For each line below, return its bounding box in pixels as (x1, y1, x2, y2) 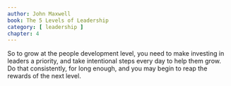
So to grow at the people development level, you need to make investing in (7, 49, 225, 58)
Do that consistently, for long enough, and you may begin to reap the (7, 64, 208, 73)
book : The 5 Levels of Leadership (7, 17, 109, 24)
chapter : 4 (7, 30, 40, 37)
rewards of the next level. (7, 72, 81, 80)
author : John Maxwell (7, 10, 71, 18)
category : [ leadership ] (7, 23, 83, 30)
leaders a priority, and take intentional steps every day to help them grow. (7, 57, 221, 66)
